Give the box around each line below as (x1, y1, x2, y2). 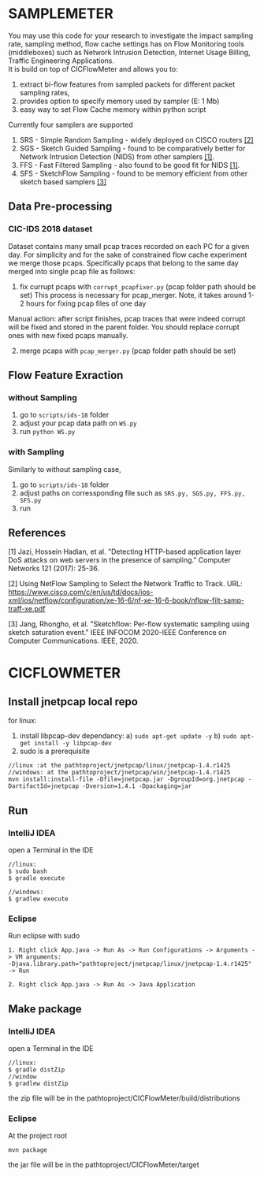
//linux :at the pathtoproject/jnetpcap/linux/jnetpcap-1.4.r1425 (8, 762, 231, 770)
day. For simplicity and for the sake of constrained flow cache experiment (8, 250, 247, 259)
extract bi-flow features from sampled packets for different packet (19, 80, 236, 89)
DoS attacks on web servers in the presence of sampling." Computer (8, 555, 231, 565)
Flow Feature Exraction (8, 369, 124, 382)
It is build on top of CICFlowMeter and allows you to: (8, 64, 179, 73)
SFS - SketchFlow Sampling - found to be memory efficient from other (19, 169, 248, 178)
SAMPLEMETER (8, 5, 114, 23)
